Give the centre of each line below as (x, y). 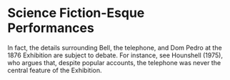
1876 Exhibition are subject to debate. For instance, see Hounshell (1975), (115, 55)
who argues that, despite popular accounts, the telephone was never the (114, 62)
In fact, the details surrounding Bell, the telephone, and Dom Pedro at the (115, 47)
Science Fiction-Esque (76, 13)
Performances (51, 28)
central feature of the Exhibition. (55, 70)
